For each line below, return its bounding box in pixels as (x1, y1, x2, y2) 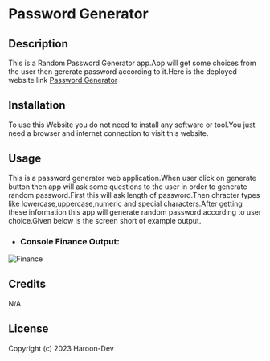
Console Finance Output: (19, 236, 121, 247)
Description (8, 37, 68, 51)
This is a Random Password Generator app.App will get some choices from (8, 58, 256, 68)
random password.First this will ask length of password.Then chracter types (8, 190, 260, 199)
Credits (8, 277, 47, 291)
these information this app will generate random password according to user (8, 207, 262, 217)
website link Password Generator (8, 76, 118, 84)
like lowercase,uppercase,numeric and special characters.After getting (8, 199, 243, 208)
